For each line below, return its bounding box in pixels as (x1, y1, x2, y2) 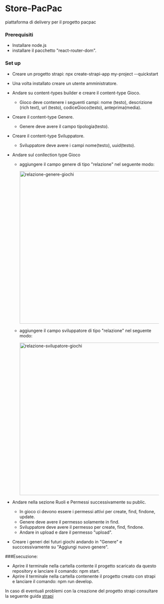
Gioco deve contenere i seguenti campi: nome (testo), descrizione (19, 99, 153, 105)
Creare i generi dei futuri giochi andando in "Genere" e (12, 539, 123, 544)
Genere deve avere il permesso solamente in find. (19, 519, 120, 525)
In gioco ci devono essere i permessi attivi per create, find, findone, (19, 508, 155, 514)
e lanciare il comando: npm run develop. (12, 578, 93, 584)
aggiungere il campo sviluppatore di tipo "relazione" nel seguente (19, 328, 151, 333)
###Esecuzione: (5, 553, 38, 559)
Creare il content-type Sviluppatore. (12, 133, 84, 139)
